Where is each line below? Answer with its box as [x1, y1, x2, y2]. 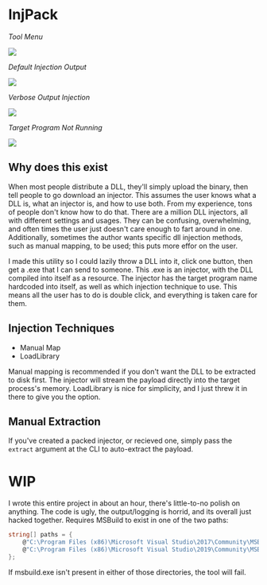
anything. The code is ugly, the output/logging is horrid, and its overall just [8, 507, 252, 517]
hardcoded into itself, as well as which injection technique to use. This [8, 281, 238, 291]
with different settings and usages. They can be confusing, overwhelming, [8, 215, 252, 225]
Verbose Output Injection [8, 92, 91, 102]
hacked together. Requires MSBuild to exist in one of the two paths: [8, 515, 229, 525]
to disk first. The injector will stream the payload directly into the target [8, 375, 240, 385]
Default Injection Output [8, 62, 87, 72]
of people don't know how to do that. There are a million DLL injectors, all [8, 207, 248, 216]
